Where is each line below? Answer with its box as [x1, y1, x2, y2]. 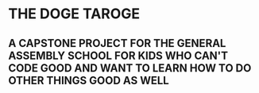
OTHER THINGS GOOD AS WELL [8, 73, 169, 87]
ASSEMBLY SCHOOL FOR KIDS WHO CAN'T [8, 48, 229, 62]
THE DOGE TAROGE [8, 5, 141, 23]
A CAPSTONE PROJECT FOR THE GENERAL [8, 37, 226, 50]
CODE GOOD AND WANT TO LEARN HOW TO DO [8, 61, 252, 75]
